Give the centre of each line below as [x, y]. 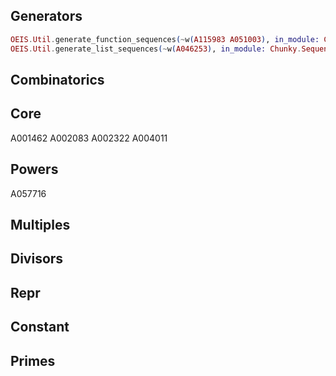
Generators [46, 16]
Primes [33, 360]
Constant [40, 327]
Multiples [40, 224]
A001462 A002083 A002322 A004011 [89, 138]
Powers [34, 169]
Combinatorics [57, 79]
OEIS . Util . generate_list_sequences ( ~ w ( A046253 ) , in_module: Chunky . [156, 49]
